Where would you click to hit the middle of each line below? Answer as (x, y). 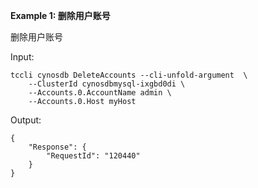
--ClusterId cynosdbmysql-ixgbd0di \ (107, 84)
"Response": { (57, 147)
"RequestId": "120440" (93, 156)
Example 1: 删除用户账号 (60, 15)
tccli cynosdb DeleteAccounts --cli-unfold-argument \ (129, 75)
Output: (26, 120)
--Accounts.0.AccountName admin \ (100, 93)
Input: (22, 57)
